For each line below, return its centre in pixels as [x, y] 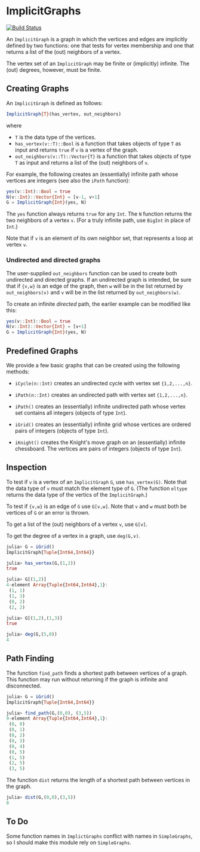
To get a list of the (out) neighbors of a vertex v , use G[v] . [77, 524]
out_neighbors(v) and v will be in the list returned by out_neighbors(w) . [93, 292]
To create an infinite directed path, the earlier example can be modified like [99, 304]
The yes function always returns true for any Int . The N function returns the [99, 214]
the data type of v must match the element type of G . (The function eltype [97, 488]
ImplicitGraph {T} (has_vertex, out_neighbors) [64, 114]
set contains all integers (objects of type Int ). [71, 413]
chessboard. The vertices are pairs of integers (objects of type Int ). [99, 448]
